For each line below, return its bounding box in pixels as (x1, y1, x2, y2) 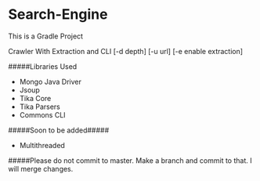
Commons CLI (19, 110, 66, 119)
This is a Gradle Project (8, 31, 84, 41)
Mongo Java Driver (19, 77, 82, 86)
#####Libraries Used (8, 61, 78, 71)
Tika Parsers (19, 102, 60, 111)
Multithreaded (19, 140, 65, 150)
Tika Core (19, 93, 52, 103)
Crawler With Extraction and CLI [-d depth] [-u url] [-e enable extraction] (8, 46, 244, 56)
